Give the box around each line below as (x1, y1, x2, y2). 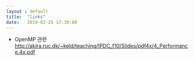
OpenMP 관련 (14, 36, 47, 43)
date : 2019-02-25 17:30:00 (6, 19, 77, 25)
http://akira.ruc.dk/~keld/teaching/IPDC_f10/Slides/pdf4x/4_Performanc (14, 42, 189, 49)
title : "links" (6, 14, 46, 20)
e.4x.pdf (14, 49, 36, 56)
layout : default (6, 8, 49, 15)
